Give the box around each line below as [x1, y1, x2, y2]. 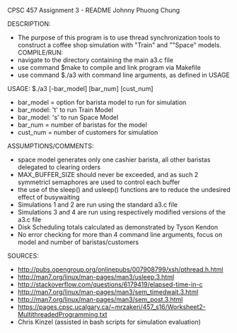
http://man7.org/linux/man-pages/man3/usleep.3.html [17, 273, 175, 281]
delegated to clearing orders [17, 163, 101, 171]
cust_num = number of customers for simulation [17, 128, 158, 136]
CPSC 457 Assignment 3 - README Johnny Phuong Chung [7, 6, 180, 14]
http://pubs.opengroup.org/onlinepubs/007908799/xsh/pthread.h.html [17, 265, 224, 274]
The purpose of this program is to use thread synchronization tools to [17, 33, 221, 42]
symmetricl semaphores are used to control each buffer [17, 178, 180, 186]
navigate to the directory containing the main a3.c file [17, 56, 173, 64]
